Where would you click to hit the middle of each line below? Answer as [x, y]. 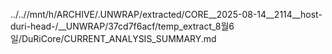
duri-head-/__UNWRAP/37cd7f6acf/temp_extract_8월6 [122, 26]
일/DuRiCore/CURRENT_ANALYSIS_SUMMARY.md [113, 38]
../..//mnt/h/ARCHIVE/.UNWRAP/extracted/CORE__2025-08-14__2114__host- [166, 14]
